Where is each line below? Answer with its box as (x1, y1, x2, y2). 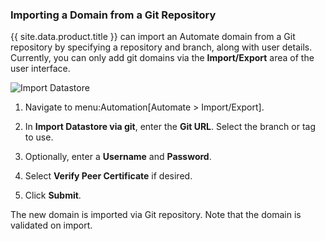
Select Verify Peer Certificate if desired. (24, 170, 193, 182)
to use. (24, 131, 54, 143)
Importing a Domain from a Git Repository (10, 8, 217, 22)
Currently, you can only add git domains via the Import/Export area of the (10, 52, 315, 64)
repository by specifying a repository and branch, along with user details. (10, 41, 313, 53)
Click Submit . (24, 189, 82, 202)
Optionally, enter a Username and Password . (24, 151, 212, 163)
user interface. (10, 63, 71, 75)
